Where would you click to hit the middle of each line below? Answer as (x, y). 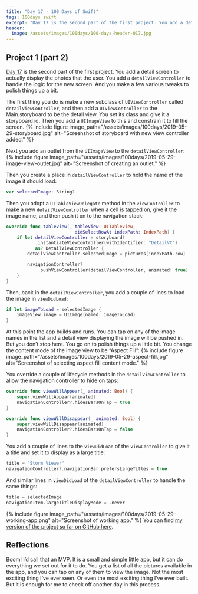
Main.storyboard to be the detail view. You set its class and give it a (88, 114)
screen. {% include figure (37, 127)
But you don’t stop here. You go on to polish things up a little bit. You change (99, 344)
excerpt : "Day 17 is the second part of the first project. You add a (95, 22)
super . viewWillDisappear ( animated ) (60, 424)
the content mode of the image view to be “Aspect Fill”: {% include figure (95, 350)
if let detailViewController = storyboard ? (71, 237)
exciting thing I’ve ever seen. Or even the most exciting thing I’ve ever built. (97, 578)
